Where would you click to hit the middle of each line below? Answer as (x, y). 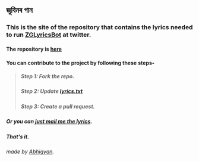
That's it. (18, 137)
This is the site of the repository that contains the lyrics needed (99, 27)
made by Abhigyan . (30, 151)
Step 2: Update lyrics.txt (52, 91)
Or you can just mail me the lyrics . (49, 122)
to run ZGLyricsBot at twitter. (49, 35)
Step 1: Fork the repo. (48, 76)
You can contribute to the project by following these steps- (80, 63)
